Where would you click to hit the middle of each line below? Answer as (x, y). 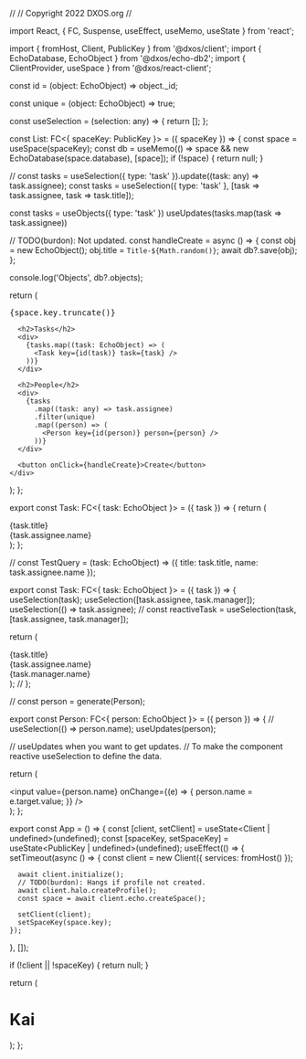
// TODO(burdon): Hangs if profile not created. (112, 883)
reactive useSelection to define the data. (86, 756)
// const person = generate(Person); (78, 701)
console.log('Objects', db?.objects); (76, 277)
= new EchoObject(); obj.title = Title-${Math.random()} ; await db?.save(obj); (153, 250)
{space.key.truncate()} (63, 313)
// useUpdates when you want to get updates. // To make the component (146, 747)
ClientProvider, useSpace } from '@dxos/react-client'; (111, 68)
